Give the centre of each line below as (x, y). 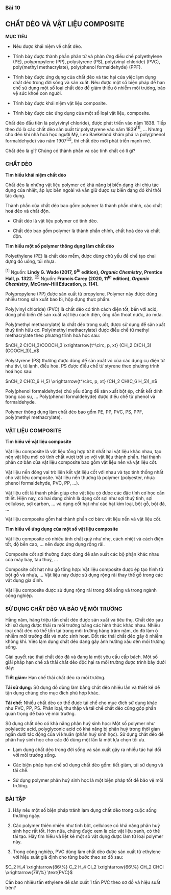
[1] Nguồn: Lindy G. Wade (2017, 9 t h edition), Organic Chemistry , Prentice (84, 272)
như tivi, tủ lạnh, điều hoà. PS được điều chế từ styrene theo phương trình (82, 366)
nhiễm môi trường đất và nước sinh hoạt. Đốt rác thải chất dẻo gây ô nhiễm (84, 636)
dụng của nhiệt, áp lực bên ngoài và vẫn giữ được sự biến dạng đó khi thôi (83, 190)
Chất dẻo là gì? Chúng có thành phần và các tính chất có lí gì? (70, 151)
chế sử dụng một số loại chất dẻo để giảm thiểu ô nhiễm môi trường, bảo (89, 88)
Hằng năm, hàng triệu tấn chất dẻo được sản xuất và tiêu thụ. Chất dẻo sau (84, 620)
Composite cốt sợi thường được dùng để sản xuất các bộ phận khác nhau (82, 554)
